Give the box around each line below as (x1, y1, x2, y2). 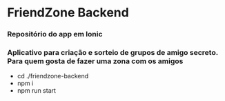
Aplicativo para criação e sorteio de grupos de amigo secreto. (7, 48, 219, 58)
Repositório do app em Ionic (7, 30, 103, 39)
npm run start (17, 87, 57, 95)
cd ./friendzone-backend (17, 72, 89, 80)
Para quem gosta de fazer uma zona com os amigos (7, 56, 184, 66)
